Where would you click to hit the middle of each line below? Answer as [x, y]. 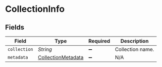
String [45, 49]
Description [135, 41]
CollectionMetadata [61, 57]
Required [99, 41]
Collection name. [135, 49]
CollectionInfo [35, 9]
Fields [15, 27]
